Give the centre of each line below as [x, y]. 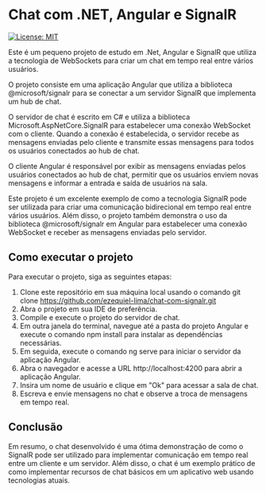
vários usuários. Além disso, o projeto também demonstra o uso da [118, 215]
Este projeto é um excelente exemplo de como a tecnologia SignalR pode [128, 198]
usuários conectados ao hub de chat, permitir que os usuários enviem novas [133, 174]
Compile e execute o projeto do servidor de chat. [100, 317]
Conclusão [36, 427]
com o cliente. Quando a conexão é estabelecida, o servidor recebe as [124, 134]
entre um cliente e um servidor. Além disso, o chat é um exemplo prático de [132, 463]
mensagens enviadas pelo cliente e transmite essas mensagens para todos [131, 142]
